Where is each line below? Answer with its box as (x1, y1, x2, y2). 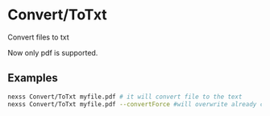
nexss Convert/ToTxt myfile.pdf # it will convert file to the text (7, 93, 243, 101)
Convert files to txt (7, 32, 69, 42)
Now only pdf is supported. (7, 48, 98, 57)
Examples (7, 71, 58, 85)
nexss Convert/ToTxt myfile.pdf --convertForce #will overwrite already (7, 100, 257, 108)
